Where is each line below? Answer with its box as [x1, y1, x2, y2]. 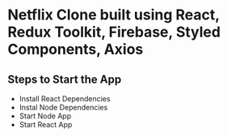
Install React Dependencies [19, 94, 111, 103]
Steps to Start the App [7, 72, 122, 86]
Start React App [19, 120, 73, 129]
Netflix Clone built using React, [7, 6, 220, 24]
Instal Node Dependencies [19, 103, 108, 112]
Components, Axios [7, 41, 144, 58]
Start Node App [19, 111, 72, 121]
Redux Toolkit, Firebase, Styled [7, 23, 221, 41]
